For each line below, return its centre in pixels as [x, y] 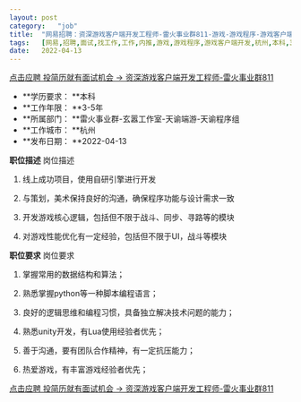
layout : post [34, 17]
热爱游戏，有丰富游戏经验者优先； [85, 370]
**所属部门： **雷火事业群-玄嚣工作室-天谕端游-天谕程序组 [131, 119]
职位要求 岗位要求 [42, 255]
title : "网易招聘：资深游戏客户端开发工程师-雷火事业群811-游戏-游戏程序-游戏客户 [148, 34]
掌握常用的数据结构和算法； [73, 275]
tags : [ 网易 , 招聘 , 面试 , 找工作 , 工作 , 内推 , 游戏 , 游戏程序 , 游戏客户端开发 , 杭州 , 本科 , [150, 43]
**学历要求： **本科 [59, 97]
